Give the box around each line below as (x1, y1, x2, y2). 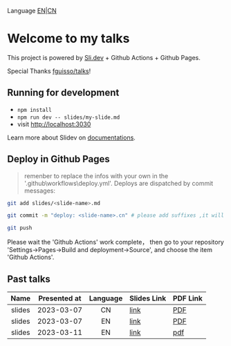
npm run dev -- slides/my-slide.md (17, 114, 120, 121)
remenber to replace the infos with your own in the (24, 171, 169, 180)
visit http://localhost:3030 (17, 119, 91, 128)
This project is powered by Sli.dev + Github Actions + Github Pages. (7, 53, 201, 61)
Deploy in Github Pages (7, 153, 111, 165)
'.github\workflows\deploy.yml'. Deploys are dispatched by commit (24, 179, 214, 187)
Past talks (7, 273, 50, 285)
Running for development (7, 87, 120, 99)
